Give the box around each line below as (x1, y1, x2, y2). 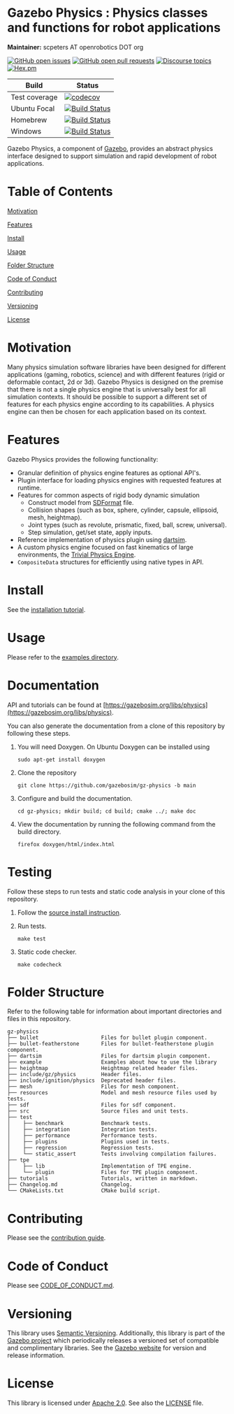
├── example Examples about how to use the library (7, 1059, 217, 1066)
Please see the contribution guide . (7, 1234, 106, 1242)
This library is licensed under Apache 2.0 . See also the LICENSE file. (7, 1399, 204, 1407)
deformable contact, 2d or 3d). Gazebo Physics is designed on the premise (7, 378, 224, 386)
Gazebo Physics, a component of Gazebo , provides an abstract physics (7, 144, 213, 152)
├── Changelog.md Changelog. (7, 1181, 133, 1188)
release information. (7, 1351, 65, 1359)
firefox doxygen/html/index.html (17, 841, 115, 848)
